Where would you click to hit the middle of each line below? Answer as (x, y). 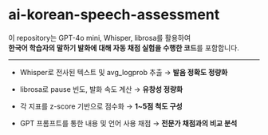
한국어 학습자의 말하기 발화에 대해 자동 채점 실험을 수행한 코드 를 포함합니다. (124, 48)
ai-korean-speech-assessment (114, 15)
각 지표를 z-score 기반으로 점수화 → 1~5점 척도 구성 (101, 106)
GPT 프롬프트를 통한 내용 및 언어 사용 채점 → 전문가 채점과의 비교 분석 (128, 123)
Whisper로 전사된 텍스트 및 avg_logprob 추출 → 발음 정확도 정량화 (124, 72)
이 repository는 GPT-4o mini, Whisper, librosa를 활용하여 (100, 38)
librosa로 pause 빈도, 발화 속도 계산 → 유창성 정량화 (101, 89)
